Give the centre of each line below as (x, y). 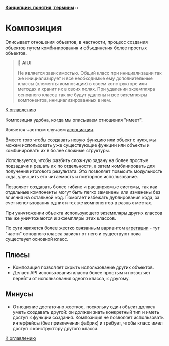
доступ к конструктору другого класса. (55, 328)
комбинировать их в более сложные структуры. (58, 150)
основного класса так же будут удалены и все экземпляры (82, 95)
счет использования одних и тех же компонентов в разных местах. (79, 203)
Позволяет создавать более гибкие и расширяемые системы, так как (81, 187)
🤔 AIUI (24, 63)
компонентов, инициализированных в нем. (65, 100)
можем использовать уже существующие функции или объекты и (77, 145)
